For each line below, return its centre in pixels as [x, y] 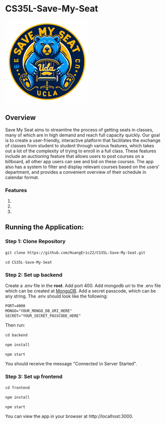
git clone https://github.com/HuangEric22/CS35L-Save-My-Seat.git [75, 253]
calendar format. [22, 177]
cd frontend [17, 388]
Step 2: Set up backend [34, 275]
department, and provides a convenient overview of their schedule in [76, 172]
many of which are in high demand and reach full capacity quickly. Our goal [83, 135]
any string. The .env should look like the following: [56, 296]
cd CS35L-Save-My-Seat [29, 262]
